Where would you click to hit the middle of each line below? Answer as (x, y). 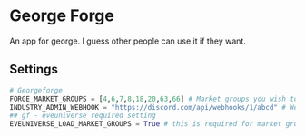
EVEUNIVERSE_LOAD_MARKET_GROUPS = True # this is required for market (146, 124)
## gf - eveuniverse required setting (83, 116)
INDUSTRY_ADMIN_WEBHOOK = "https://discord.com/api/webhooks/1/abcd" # (148, 107)
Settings (34, 69)
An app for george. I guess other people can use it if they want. (128, 41)
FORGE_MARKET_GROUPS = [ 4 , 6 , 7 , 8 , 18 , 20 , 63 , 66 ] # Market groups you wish (148, 99)
